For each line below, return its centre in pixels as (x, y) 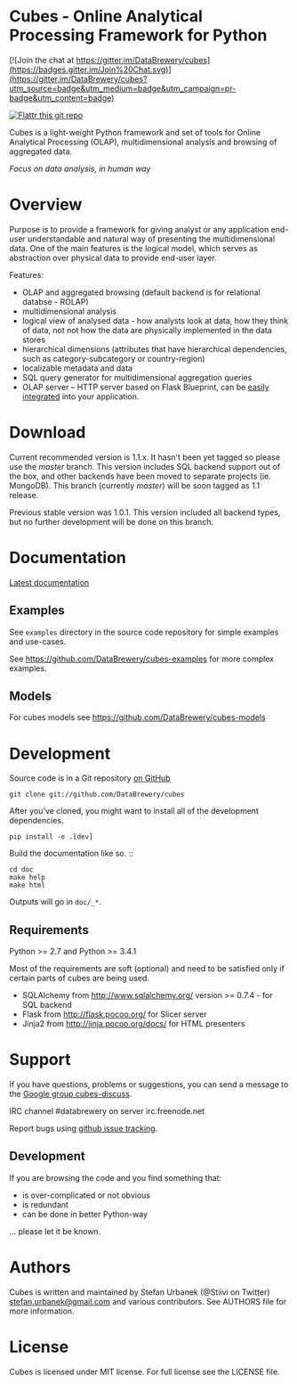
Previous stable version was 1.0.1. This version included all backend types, (145, 512)
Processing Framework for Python (138, 35)
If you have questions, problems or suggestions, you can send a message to (149, 1085)
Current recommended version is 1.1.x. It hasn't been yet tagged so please (144, 457)
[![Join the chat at (42, 60)
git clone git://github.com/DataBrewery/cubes (97, 795)
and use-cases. (38, 641)
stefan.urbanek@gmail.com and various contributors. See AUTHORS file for (148, 1301)
